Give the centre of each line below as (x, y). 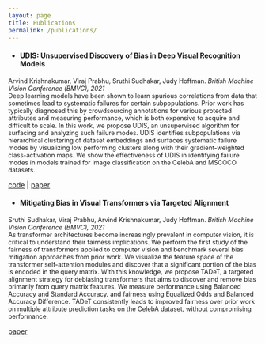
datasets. (22, 170)
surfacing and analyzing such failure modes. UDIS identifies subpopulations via (125, 132)
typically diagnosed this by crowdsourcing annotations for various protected (120, 110)
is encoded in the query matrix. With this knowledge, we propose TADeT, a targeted (131, 272)
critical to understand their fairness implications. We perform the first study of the (128, 242)
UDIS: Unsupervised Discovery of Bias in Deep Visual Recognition (130, 55)
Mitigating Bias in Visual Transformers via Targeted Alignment (124, 203)
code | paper (29, 185)
